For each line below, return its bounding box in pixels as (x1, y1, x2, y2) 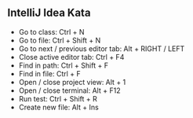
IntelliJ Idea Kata (7, 6, 91, 20)
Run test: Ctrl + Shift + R (18, 94, 97, 103)
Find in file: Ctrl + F (18, 68, 82, 78)
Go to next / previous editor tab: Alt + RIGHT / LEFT (18, 43, 185, 53)
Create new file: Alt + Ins (18, 102, 99, 112)
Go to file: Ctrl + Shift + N (18, 35, 101, 45)
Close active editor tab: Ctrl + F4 (18, 52, 125, 61)
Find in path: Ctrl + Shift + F (18, 61, 109, 70)
